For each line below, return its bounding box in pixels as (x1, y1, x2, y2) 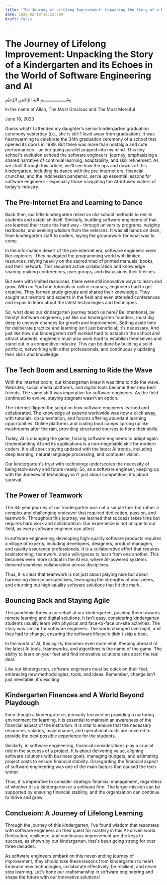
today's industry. (5, 184, 40, 190)
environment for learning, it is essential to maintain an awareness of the (5, 717, 152, 723)
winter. (5, 769, 19, 775)
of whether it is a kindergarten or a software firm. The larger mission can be (5, 784, 161, 790)
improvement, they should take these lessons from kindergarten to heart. (5, 858, 155, 864)
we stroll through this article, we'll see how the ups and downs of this (5, 163, 147, 169)
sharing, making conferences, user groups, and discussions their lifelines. (5, 269, 157, 275)
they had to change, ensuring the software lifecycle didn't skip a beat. (5, 631, 148, 637)
